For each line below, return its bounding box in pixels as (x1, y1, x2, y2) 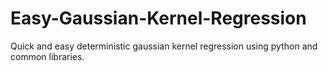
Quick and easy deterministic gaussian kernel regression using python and (10, 40, 318, 52)
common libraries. (10, 50, 85, 62)
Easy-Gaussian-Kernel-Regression (10, 7, 307, 30)
